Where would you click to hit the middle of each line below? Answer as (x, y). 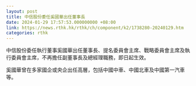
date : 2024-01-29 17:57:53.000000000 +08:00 (61, 22)
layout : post (22, 11)
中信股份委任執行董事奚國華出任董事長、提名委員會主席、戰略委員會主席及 (95, 51)
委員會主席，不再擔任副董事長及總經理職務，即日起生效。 (80, 58)
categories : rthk (27, 33)
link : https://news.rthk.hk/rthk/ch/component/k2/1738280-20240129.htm (95, 28)
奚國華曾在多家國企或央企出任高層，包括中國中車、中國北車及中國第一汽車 (95, 70)
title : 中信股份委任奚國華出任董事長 (46, 17)
